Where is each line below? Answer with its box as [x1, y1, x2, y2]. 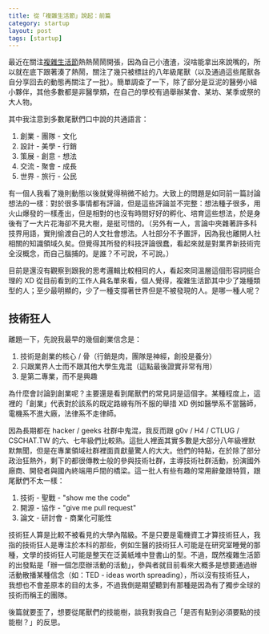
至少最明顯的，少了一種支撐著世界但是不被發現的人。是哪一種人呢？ [35, 286, 261, 295]
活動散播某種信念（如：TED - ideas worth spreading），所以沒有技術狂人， [8, 571, 255, 580]
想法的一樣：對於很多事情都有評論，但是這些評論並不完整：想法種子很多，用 [8, 198, 261, 209]
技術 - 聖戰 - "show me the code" [19, 493, 130, 502]
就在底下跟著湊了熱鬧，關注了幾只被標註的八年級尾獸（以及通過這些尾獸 [14, 67, 254, 77]
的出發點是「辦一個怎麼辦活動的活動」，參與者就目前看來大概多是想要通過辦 [8, 560, 258, 570]
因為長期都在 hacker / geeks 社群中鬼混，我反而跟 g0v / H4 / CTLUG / [8, 426, 240, 436]
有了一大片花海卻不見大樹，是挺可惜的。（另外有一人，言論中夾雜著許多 [14, 218, 251, 229]
